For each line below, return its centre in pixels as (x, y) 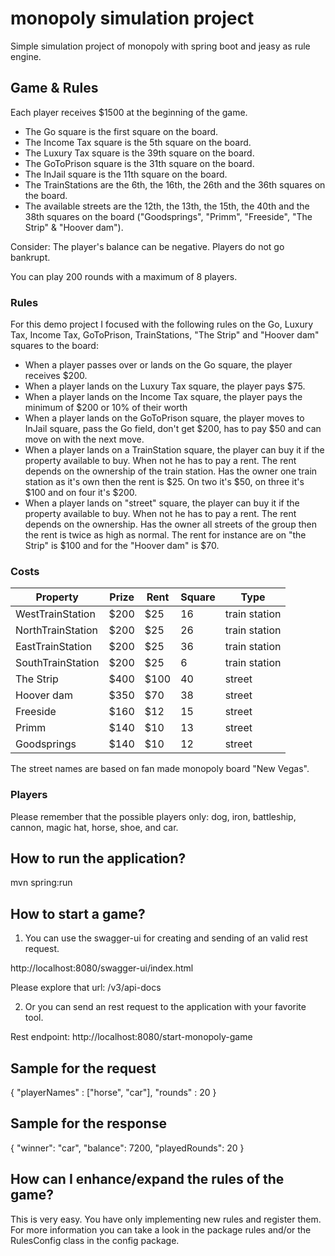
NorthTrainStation (56, 630)
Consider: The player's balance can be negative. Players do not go (147, 246)
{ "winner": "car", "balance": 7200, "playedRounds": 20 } (127, 1148)
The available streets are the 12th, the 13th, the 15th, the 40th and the (167, 206)
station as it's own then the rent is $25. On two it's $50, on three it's (164, 482)
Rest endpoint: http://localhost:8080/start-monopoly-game (131, 1037)
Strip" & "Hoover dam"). (74, 227)
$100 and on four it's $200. (81, 493)
